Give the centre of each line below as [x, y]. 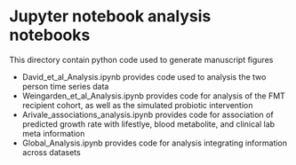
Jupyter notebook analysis [110, 16]
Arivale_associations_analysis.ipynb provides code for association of [148, 114]
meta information [53, 133]
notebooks [50, 35]
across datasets [52, 152]
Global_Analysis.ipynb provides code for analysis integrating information [154, 143]
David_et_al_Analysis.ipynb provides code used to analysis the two [144, 76]
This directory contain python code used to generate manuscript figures [141, 59]
